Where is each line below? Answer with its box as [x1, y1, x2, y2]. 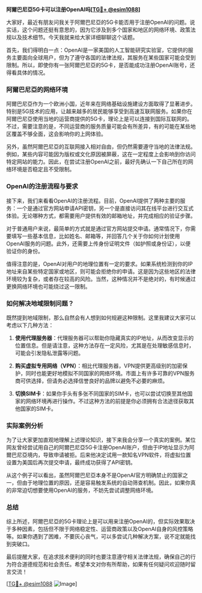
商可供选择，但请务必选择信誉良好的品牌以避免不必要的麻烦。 [14, 377, 168, 384]
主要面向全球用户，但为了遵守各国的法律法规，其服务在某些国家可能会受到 [11, 54, 196, 61]
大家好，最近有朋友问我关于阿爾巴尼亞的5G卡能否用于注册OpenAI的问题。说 [6, 19, 195, 26]
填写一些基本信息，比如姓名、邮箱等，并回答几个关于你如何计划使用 [11, 232, 180, 239]
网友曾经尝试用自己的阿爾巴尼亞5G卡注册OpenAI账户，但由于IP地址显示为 [6, 444, 189, 451]
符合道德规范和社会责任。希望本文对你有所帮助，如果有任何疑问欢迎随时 [11, 561, 191, 568]
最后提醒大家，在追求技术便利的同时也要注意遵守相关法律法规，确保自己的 [6, 553, 191, 561]
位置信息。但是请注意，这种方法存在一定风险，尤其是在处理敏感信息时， [14, 342, 194, 349]
